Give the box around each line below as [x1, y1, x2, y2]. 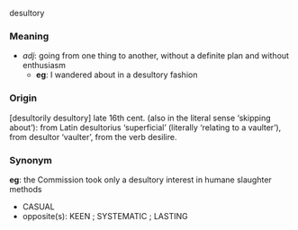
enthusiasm [22, 60, 66, 71]
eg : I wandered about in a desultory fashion [35, 69, 198, 80]
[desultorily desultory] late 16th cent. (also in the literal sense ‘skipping [9, 112, 272, 123]
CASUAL [22, 201, 56, 212]
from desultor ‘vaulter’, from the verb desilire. [9, 131, 177, 142]
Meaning [9, 30, 50, 42]
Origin [9, 92, 38, 104]
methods [9, 183, 42, 194]
